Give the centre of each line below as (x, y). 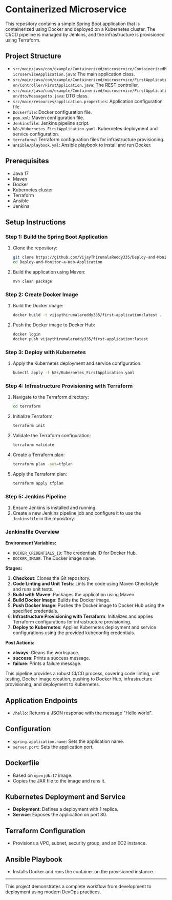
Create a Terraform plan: (39, 455)
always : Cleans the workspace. (46, 653)
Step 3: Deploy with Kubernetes (46, 352)
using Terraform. (23, 40)
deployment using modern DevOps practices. (53, 892)
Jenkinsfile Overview (33, 532)
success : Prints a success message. (51, 658)
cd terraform (27, 406)
